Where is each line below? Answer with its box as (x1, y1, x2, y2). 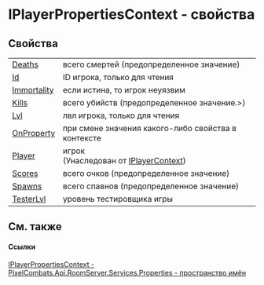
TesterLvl (12, 194, 46, 204)
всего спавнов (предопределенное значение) (62, 181, 240, 192)
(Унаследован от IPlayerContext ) (62, 155, 186, 166)
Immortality (12, 85, 54, 95)
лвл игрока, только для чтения (62, 110, 180, 121)
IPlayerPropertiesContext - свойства (8, 5, 255, 24)
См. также (8, 220, 63, 233)
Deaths (12, 59, 39, 70)
